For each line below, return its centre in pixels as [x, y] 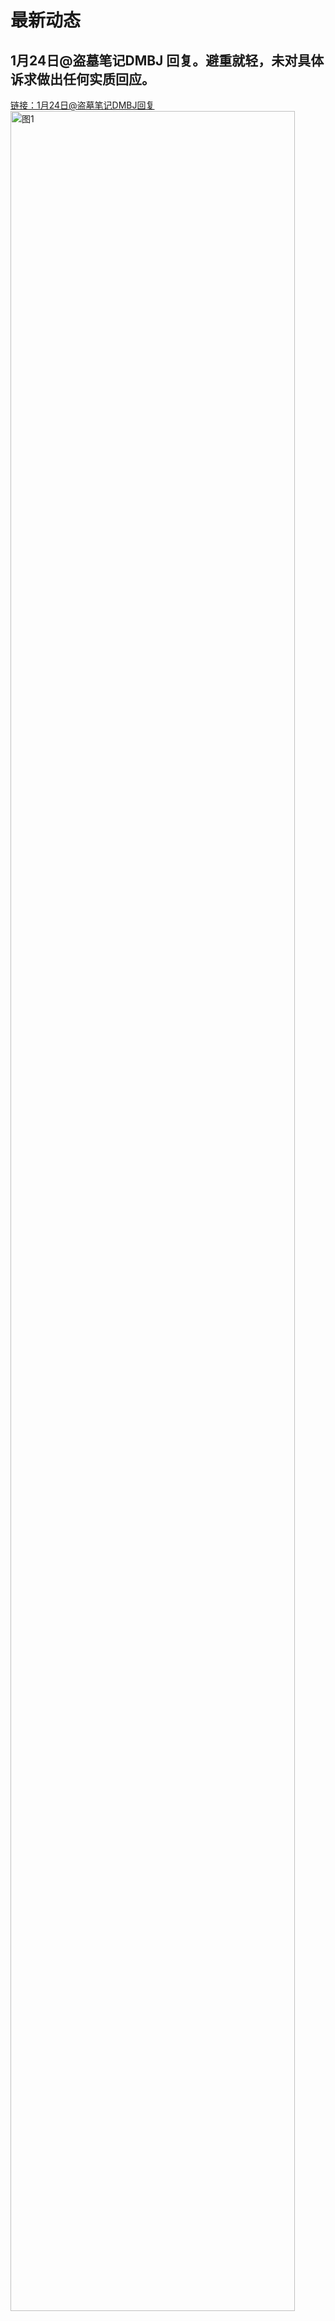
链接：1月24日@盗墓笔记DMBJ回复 [82, 105]
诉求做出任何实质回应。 [82, 79]
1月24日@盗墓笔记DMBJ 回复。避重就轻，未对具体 [167, 60]
